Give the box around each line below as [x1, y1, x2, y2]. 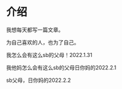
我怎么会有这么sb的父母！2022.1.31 [6, 51, 92, 58]
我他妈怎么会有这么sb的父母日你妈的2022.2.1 [6, 63, 117, 71]
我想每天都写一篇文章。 [6, 26, 64, 33]
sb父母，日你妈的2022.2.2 [6, 77, 71, 84]
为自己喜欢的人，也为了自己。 [6, 39, 79, 46]
